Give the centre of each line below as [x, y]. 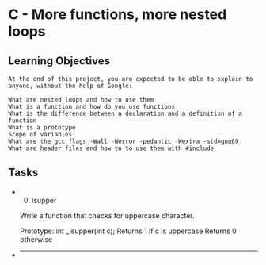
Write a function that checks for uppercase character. [107, 215]
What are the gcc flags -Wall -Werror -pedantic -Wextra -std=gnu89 [123, 141]
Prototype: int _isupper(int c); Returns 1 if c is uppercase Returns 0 [128, 231]
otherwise [36, 239]
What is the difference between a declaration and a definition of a [125, 113]
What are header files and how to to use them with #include [111, 148]
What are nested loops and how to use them [81, 100]
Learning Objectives [59, 61]
